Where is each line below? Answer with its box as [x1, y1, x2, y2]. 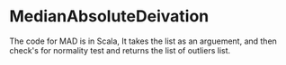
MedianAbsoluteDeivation [9, 6, 210, 27]
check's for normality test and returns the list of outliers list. [9, 45, 231, 55]
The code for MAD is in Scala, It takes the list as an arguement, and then [9, 36, 277, 46]
